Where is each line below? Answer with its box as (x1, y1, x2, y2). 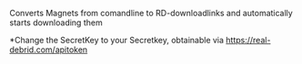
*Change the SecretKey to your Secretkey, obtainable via (9, 35, 225, 45)
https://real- (226, 35, 271, 45)
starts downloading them (9, 17, 103, 28)
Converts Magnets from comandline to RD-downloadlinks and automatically (9, 8, 293, 18)
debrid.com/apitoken (9, 44, 88, 55)
